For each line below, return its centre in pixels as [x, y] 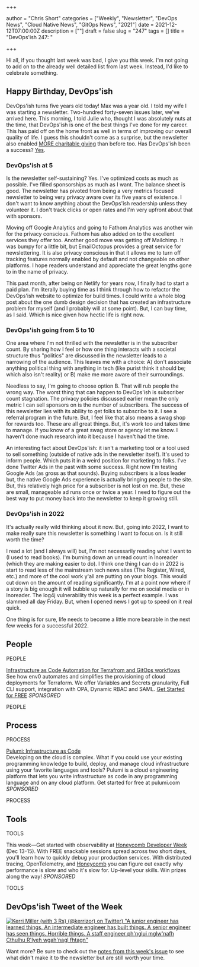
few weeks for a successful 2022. [47, 625]
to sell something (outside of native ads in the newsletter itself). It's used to [98, 454]
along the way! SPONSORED [41, 877]
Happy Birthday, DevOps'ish [60, 92]
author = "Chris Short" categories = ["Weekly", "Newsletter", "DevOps [92, 18]
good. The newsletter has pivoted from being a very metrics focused [90, 191]
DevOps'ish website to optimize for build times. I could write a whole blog [96, 296]
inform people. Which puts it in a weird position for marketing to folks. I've [96, 461]
